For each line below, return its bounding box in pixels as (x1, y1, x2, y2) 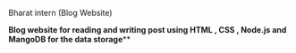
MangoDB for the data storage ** (8, 34, 131, 44)
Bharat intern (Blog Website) (8, 8, 113, 18)
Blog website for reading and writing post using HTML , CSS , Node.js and (8, 25, 287, 34)
